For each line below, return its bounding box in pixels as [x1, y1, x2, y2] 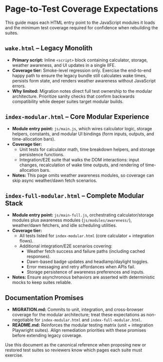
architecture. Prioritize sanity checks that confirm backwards [12, 93, 135, 99]
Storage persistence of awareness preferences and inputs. [26, 269, 145, 275]
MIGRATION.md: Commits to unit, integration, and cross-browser [12, 306, 144, 313]
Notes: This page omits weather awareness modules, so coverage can [12, 172, 154, 178]
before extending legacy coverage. [12, 333, 83, 339]
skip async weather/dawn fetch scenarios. [12, 177, 97, 183]
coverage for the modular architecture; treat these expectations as [12, 312, 145, 318]
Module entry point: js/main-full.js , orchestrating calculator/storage [12, 212, 154, 218]
